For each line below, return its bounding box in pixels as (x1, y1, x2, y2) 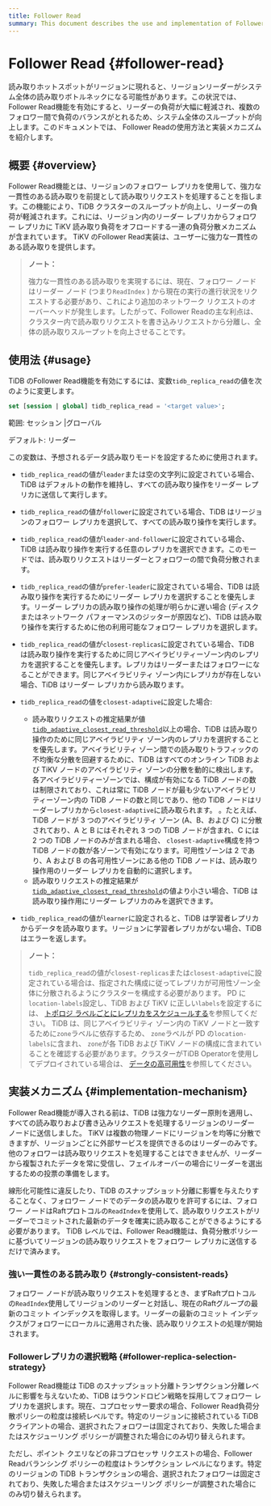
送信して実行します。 (41, 489, 111, 499)
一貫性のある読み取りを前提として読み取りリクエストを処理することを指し (8, 192, 256, 201)
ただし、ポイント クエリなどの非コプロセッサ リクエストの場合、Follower (8, 1449, 252, 1458)
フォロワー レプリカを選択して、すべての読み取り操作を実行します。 (34, 517, 261, 527)
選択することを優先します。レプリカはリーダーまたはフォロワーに (34, 659, 253, 669)
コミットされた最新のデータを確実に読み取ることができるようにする (35, 1216, 263, 1225)
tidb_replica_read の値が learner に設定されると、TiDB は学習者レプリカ (19, 913, 260, 923)
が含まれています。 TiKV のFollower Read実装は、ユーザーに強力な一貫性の (8, 232, 258, 242)
